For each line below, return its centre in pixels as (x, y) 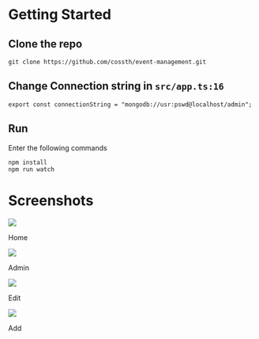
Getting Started (60, 15)
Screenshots (51, 200)
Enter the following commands (58, 147)
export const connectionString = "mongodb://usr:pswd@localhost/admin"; (130, 105)
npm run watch (32, 169)
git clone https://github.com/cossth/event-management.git (107, 62)
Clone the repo (45, 44)
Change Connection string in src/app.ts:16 (116, 86)
